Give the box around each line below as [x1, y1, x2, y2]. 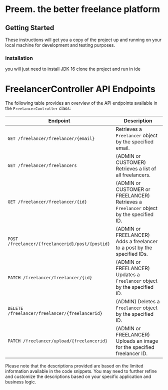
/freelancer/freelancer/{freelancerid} [7, 311, 102, 316]
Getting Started [5, 24, 54, 32]
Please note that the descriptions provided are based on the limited [5, 363, 143, 369]
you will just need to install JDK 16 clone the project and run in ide [5, 66, 141, 72]
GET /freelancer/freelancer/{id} [7, 199, 87, 205]
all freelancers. [115, 171, 151, 178]
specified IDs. [115, 251, 148, 258]
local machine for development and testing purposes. [5, 42, 115, 48]
